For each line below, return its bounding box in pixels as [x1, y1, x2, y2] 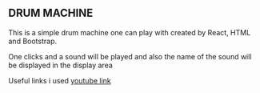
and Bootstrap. [8, 36, 58, 46]
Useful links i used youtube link [8, 75, 112, 85]
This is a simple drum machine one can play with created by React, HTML [8, 27, 251, 37]
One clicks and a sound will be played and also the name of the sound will [8, 51, 252, 61]
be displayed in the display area [8, 60, 114, 70]
